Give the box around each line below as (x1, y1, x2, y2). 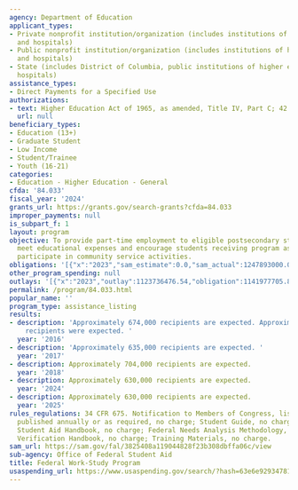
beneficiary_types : (9, 121, 82, 130)
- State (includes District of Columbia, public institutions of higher (9, 63, 284, 72)
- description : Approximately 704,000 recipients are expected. (9, 360, 252, 368)
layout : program (9, 227, 69, 236)
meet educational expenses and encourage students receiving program (17, 244, 279, 253)
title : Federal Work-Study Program (9, 459, 141, 468)
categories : (9, 170, 53, 178)
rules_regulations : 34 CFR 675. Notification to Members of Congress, (9, 409, 276, 418)
